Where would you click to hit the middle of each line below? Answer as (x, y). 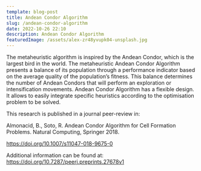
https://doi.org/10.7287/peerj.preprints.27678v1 (65, 162)
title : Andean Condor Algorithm (47, 18)
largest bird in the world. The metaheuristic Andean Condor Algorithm (93, 63)
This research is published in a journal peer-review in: (73, 114)
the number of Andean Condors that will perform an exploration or (89, 83)
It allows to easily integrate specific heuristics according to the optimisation (100, 95)
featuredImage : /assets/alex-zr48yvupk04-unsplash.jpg (77, 40)
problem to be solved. (34, 102)
